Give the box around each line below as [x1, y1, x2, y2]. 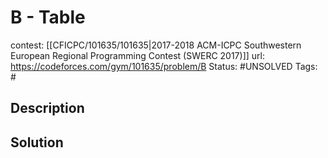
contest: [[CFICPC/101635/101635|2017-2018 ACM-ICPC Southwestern [10, 39, 302, 51]
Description [10, 100, 85, 117]
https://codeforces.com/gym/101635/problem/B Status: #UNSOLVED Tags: [10, 60, 318, 72]
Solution [10, 134, 64, 151]
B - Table [10, 6, 86, 29]
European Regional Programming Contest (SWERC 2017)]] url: [10, 49, 265, 61]
